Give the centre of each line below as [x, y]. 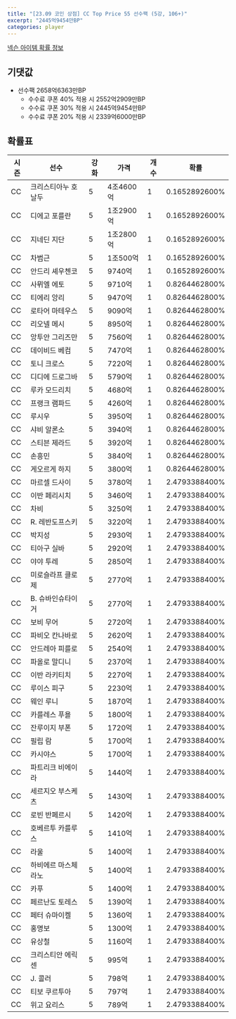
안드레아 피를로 [54, 648]
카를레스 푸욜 [51, 715]
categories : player [36, 27]
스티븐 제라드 [51, 443]
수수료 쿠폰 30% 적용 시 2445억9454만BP [87, 108]
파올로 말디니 [51, 662]
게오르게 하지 [51, 469]
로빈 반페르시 [51, 815]
